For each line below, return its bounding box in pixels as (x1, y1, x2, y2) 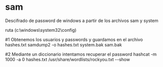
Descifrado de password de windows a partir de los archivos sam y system (5, 18, 159, 23)
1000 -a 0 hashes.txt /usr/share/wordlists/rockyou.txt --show (5, 56, 130, 62)
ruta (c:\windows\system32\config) (5, 27, 77, 33)
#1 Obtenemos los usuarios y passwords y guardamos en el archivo (5, 36, 143, 43)
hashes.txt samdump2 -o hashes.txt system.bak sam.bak (5, 42, 122, 47)
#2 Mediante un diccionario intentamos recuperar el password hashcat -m (5, 51, 157, 57)
